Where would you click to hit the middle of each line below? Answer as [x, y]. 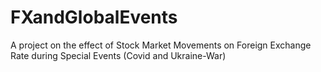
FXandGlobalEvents [94, 17]
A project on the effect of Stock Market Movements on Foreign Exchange [161, 45]
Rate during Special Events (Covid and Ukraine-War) [118, 55]
